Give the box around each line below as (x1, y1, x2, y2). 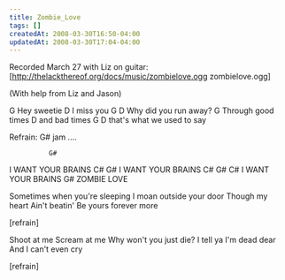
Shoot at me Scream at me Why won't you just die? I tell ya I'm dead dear (9, 235, 276, 246)
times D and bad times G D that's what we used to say (9, 115, 206, 125)
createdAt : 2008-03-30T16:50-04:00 (9, 29, 141, 38)
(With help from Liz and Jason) (9, 88, 122, 99)
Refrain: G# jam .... (9, 132, 77, 142)
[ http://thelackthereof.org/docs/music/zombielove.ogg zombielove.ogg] (9, 72, 272, 82)
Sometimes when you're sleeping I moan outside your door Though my (9, 191, 268, 201)
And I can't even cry (9, 244, 83, 254)
